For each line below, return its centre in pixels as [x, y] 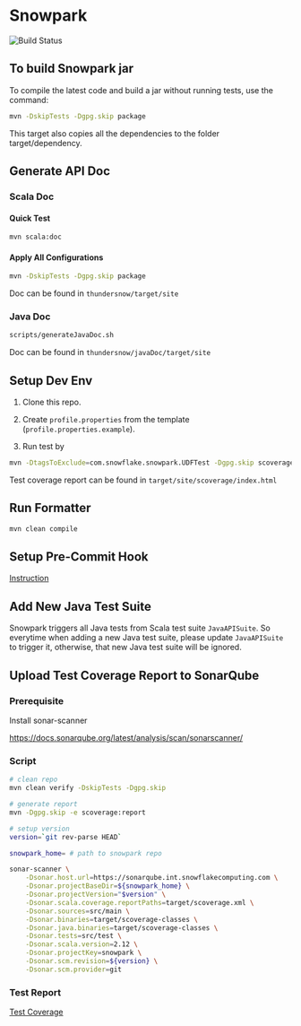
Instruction [29, 578]
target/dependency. [46, 143]
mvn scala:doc [36, 237]
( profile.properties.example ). [79, 429]
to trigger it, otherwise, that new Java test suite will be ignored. [125, 648]
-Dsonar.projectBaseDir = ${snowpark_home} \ [108, 886]
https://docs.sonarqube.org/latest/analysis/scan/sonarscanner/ [126, 737]
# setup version [39, 829]
